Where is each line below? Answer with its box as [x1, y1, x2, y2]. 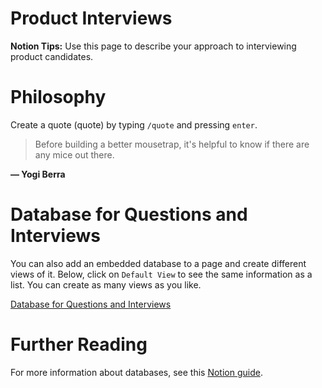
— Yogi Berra [10, 168, 66, 180]
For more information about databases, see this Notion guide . [10, 366, 263, 378]
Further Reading [10, 333, 148, 356]
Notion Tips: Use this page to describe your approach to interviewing [10, 40, 297, 52]
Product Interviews [10, 7, 173, 30]
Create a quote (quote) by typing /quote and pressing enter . [10, 118, 258, 131]
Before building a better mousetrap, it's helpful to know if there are [34, 138, 310, 150]
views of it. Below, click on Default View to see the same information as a [10, 268, 313, 280]
